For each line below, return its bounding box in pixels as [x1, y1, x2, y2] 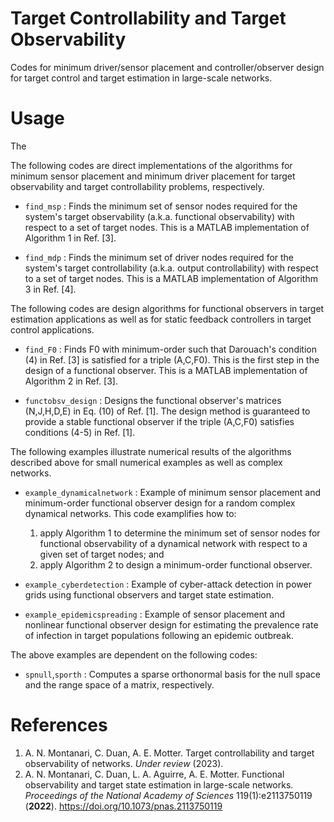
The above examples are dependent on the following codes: [10, 648, 258, 661]
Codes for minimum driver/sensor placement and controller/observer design [10, 61, 325, 73]
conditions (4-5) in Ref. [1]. [24, 426, 136, 438]
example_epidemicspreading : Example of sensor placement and [24, 608, 286, 620]
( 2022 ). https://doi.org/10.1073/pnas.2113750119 [24, 800, 223, 812]
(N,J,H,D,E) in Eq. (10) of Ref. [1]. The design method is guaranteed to [24, 405, 311, 417]
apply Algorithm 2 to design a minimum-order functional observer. [39, 558, 313, 571]
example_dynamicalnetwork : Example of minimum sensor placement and [24, 486, 322, 498]
